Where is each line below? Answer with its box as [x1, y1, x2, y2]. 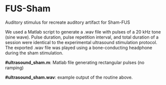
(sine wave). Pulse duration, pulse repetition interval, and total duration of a [5, 34, 159, 40]
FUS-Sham [5, 3, 51, 14]
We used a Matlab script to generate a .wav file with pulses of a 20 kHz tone [5, 29, 161, 35]
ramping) [5, 65, 24, 71]
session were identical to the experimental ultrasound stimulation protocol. [5, 39, 158, 45]
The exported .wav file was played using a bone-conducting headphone [5, 44, 153, 50]
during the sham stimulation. [5, 50, 63, 56]
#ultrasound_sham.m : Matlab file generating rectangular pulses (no [5, 59, 145, 65]
